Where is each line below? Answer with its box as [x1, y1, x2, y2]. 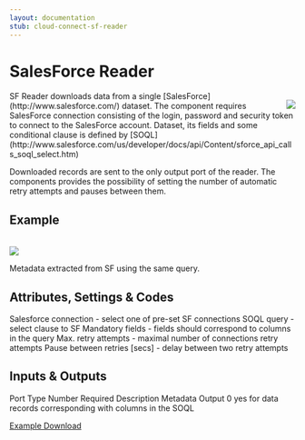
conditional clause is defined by [9, 129, 129, 141]
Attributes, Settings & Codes [9, 289, 174, 305]
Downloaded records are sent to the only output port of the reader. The [9, 166, 276, 177]
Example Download [9, 420, 82, 431]
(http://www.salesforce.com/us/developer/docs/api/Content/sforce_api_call [9, 139, 292, 150]
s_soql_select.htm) [9, 149, 79, 160]
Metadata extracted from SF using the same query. [9, 263, 201, 274]
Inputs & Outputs [9, 369, 107, 385]
